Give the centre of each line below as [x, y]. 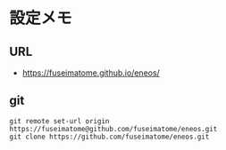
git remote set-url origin [59, 121]
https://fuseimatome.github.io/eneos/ [91, 73]
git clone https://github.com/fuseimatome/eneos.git [109, 137]
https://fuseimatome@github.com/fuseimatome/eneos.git [113, 129]
